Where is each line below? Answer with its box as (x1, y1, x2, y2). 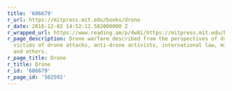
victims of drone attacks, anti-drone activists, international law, (13, 42, 217, 49)
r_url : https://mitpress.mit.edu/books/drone (7, 16, 140, 23)
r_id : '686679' (7, 67, 51, 74)
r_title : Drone (7, 61, 51, 68)
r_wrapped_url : (7, 29, 51, 36)
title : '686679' (7, 10, 54, 17)
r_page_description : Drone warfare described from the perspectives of (7, 36, 217, 42)
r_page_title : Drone (7, 55, 67, 62)
